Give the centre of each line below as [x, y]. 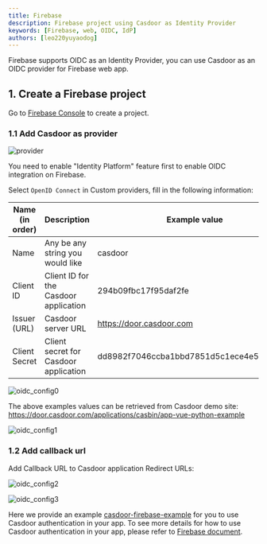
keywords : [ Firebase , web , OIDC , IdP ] [72, 30]
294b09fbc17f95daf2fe [143, 291]
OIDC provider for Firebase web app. [68, 69]
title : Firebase [35, 16]
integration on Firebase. [47, 175]
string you [64, 253]
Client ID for [67, 276]
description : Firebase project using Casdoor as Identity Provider [122, 23]
